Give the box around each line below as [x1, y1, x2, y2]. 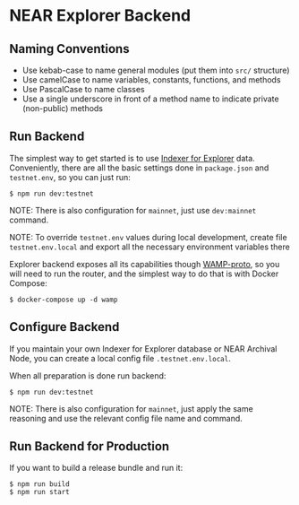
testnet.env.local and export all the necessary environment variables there [9, 241, 291, 252]
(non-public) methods [21, 103, 104, 113]
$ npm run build [9, 480, 70, 489]
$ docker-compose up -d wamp [9, 295, 118, 304]
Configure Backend [9, 319, 120, 335]
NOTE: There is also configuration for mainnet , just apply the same [9, 403, 253, 414]
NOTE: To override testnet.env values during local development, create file [9, 231, 288, 242]
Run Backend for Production [9, 439, 170, 454]
